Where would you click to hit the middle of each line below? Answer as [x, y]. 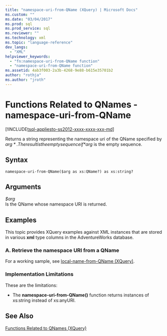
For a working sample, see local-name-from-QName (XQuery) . [70, 261]
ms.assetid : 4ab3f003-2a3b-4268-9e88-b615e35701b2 [59, 71]
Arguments [23, 187]
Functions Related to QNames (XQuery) [46, 328]
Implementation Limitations [39, 274]
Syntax [17, 160]
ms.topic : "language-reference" [39, 43]
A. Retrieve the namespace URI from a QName [62, 250]
